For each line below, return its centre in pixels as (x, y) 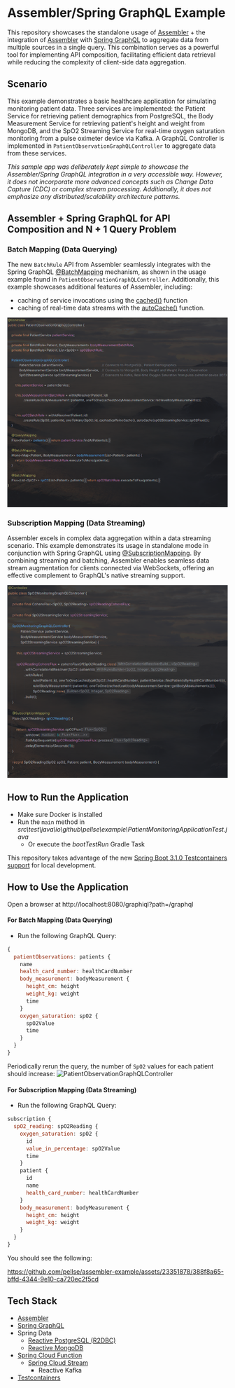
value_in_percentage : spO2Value (73, 1148)
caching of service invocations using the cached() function (102, 301)
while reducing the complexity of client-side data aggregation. (97, 62)
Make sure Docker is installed (60, 814)
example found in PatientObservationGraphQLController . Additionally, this (113, 280)
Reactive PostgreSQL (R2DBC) (72, 1340)
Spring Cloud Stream (58, 1362)
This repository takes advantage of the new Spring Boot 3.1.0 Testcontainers (117, 858)
